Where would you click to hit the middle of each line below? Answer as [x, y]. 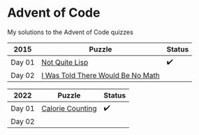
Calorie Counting [69, 109]
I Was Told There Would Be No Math [101, 75]
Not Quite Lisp [65, 63]
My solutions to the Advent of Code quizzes [71, 32]
